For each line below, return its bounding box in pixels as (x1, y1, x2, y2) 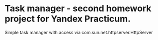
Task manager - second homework (4, 3, 152, 14)
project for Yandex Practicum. (4, 13, 131, 24)
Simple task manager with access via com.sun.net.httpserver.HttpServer (4, 29, 153, 35)
